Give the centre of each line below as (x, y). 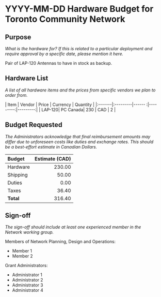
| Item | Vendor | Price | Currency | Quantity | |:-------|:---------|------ (75, 104)
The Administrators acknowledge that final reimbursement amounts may (78, 136)
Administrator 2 (28, 280)
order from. (16, 95)
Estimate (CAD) (53, 159)
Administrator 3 (28, 285)
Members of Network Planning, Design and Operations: (60, 242)
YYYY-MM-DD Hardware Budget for (79, 9)
